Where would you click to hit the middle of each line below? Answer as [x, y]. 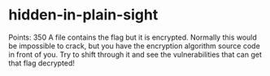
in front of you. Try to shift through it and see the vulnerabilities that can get [135, 54]
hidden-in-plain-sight [83, 15]
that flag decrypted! [42, 63]
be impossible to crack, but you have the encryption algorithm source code [134, 45]
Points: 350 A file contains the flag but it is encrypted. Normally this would [133, 37]
